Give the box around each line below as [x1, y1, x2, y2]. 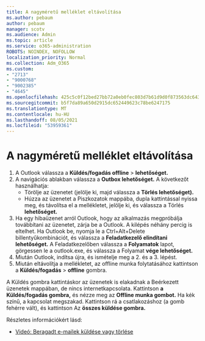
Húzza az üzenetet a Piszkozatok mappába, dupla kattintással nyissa [24, 195, 198, 202]
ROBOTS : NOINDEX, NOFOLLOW [6, 49, 75, 55]
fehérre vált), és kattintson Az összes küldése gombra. [6, 304, 146, 312]
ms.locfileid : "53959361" [6, 123, 72, 129]
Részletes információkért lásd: [6, 316, 82, 324]
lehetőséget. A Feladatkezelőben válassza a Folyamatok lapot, [15, 241, 175, 248]
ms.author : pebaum [6, 15, 53, 21]
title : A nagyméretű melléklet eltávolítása [6, 9, 121, 15]
